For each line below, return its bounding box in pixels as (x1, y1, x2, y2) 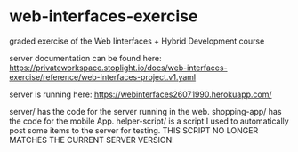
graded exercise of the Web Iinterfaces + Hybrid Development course (9, 36, 265, 46)
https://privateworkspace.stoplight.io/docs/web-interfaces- (9, 62, 229, 73)
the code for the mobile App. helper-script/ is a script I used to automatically (9, 116, 289, 126)
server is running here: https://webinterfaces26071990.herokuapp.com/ (9, 89, 273, 100)
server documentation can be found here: (9, 52, 162, 63)
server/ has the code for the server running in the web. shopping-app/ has (9, 106, 282, 116)
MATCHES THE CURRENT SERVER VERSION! (9, 134, 175, 145)
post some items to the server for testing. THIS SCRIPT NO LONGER (9, 124, 259, 135)
